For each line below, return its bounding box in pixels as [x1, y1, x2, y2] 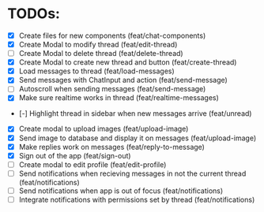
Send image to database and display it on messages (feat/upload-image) [18, 133, 257, 143]
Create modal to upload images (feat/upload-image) [18, 124, 189, 134]
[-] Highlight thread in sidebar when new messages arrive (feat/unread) [18, 109, 252, 118]
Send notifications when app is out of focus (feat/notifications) [18, 186, 224, 195]
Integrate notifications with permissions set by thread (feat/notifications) [18, 195, 255, 204]
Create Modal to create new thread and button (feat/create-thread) [18, 58, 237, 67]
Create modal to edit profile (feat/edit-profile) [18, 159, 167, 169]
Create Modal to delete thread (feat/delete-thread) [18, 49, 183, 58]
